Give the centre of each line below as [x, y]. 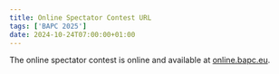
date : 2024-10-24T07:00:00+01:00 [72, 34]
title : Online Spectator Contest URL [81, 18]
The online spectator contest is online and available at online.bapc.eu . [140, 60]
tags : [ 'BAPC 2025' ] [48, 26]
